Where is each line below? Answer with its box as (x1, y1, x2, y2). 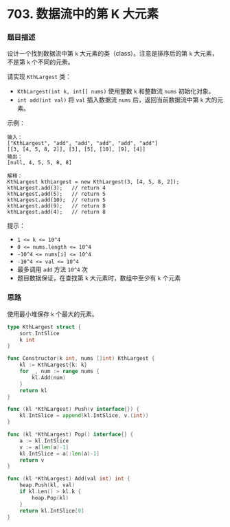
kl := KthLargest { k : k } (19, 361, 88, 368)
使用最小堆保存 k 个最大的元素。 (7, 310, 98, 318)
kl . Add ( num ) (32, 374, 67, 381)
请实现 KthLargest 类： (7, 73, 72, 81)
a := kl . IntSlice (19, 437, 69, 444)
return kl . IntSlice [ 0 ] (19, 507, 84, 514)
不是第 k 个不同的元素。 (7, 58, 74, 66)
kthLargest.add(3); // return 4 (7, 185, 106, 192)
